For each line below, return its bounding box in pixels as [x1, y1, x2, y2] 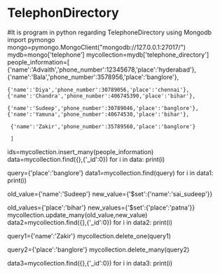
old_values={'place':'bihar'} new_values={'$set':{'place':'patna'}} [7, 203, 195, 212]
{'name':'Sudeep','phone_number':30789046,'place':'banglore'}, [7, 104, 199, 111]
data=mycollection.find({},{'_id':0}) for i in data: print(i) [7, 155, 165, 163]
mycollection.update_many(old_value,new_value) [7, 210, 148, 219]
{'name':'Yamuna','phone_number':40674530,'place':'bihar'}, [7, 111, 190, 118]
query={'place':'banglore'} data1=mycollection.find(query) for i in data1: [7, 168, 214, 177]
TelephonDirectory [7, 5, 119, 21]
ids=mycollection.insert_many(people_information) [7, 147, 154, 156]
